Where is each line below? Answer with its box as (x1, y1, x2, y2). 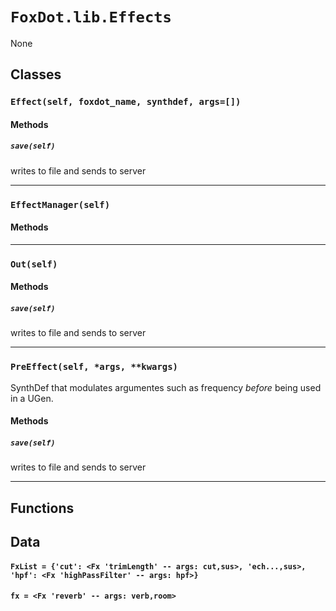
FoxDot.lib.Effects (10, 8, 172, 27)
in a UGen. (10, 392, 54, 404)
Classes (10, 66, 62, 83)
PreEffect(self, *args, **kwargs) (10, 361, 178, 373)
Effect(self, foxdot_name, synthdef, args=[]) (10, 96, 242, 108)
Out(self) (10, 258, 58, 270)
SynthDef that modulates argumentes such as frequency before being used (10, 381, 322, 393)
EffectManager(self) (10, 199, 111, 210)
